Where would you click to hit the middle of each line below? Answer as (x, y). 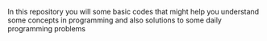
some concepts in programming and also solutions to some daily (115, 20)
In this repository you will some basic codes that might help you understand (133, 12)
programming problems (47, 29)
